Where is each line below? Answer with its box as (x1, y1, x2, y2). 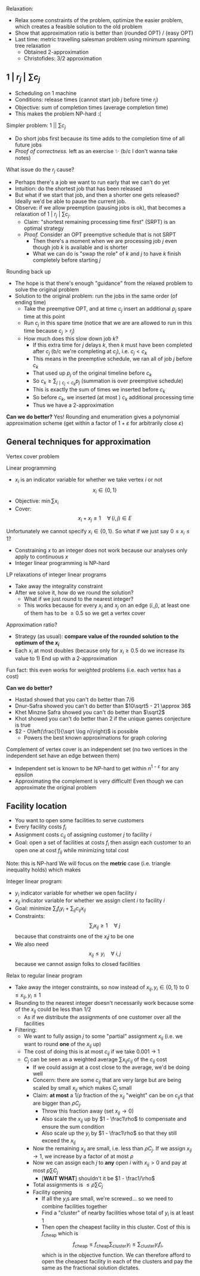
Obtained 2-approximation (23, 48, 89, 56)
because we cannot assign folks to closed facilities (14, 961, 140, 968)
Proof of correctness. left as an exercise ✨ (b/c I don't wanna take (14, 147, 178, 154)
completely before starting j (32, 257, 101, 264)
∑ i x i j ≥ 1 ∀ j (89, 922, 121, 930)
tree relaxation (14, 42, 51, 49)
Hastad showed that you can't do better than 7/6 (14, 695, 135, 703)
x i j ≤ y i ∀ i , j (88, 950, 121, 958)
